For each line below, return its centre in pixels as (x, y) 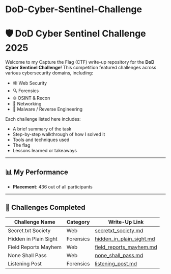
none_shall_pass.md (119, 255)
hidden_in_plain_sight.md (125, 239)
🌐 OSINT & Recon (31, 98)
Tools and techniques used (41, 140)
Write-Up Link (126, 222)
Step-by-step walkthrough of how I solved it (59, 134)
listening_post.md (116, 263)
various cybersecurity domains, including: (49, 73)
